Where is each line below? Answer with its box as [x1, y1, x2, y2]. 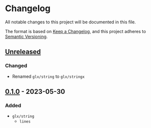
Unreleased [5, 48, 41, 56]
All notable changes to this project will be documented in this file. [5, 19, 136, 25]
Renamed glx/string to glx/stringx [12, 73, 85, 79]
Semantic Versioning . [5, 34, 48, 39]
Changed [5, 62, 28, 69]
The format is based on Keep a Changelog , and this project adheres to [5, 28, 146, 34]
